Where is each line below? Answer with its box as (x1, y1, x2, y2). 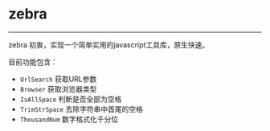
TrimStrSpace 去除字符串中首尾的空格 (19, 104, 143, 113)
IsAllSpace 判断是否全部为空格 (19, 94, 122, 104)
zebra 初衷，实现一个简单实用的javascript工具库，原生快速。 (8, 39, 210, 49)
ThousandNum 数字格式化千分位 (19, 114, 119, 124)
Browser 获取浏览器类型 (19, 84, 97, 93)
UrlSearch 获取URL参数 (19, 74, 97, 84)
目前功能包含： (8, 57, 58, 67)
